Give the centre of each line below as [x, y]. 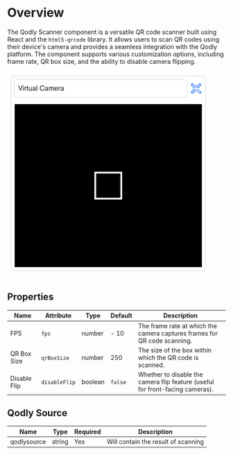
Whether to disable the [171, 375]
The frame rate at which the [178, 326]
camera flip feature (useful [176, 382]
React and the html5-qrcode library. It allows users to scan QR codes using [113, 39]
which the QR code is [169, 357]
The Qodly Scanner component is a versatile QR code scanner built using [112, 32]
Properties [31, 297]
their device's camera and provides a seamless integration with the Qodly [112, 46]
